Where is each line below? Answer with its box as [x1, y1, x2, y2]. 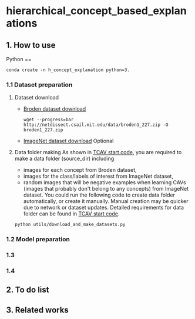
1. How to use [6, 40, 56, 50]
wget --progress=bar [23, 117, 74, 123]
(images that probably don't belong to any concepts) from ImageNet [23, 185, 189, 192]
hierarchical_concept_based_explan [6, 4, 187, 18]
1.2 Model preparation [6, 235, 70, 244]
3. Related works [6, 305, 69, 315]
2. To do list [6, 285, 49, 295]
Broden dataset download [23, 105, 86, 112]
